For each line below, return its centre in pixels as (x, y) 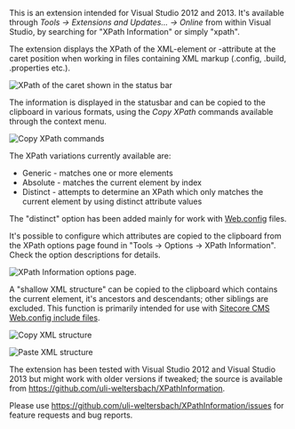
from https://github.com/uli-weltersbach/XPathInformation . (117, 388)
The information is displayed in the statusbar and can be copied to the (138, 102)
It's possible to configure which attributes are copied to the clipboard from (145, 236)
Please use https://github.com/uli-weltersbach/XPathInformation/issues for (147, 405)
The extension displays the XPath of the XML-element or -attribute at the (143, 49)
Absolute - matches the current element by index (112, 182)
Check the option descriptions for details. (85, 255)
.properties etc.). (40, 68)
